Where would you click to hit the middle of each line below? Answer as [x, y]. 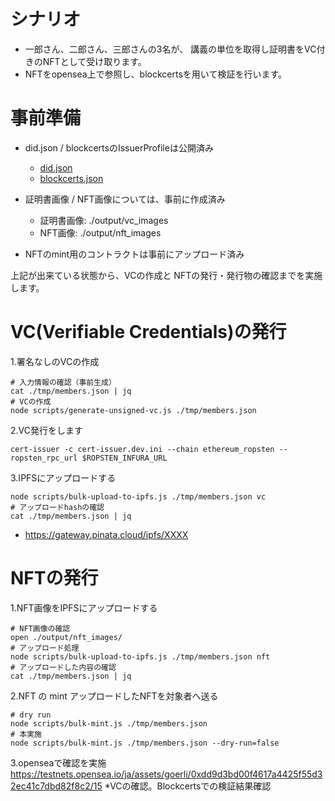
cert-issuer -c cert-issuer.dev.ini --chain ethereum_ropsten [142, 449]
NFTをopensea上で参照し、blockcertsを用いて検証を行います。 [155, 74]
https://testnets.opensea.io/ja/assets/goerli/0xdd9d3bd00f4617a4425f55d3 [166, 774]
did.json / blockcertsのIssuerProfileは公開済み [119, 147]
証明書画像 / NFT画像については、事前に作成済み [125, 199]
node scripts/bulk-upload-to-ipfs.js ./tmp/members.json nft [140, 656]
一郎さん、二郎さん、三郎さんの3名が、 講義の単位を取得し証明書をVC [170, 49]
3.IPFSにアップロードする [63, 477]
